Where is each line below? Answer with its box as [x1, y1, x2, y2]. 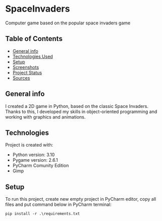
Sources [12, 75, 30, 81]
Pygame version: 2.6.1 [12, 157, 58, 163]
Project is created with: [5, 142, 53, 148]
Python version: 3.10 [12, 152, 55, 158]
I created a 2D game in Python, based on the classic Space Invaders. [5, 103, 149, 109]
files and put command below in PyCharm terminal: [5, 201, 112, 208]
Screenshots [12, 64, 39, 70]
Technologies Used [12, 53, 53, 59]
